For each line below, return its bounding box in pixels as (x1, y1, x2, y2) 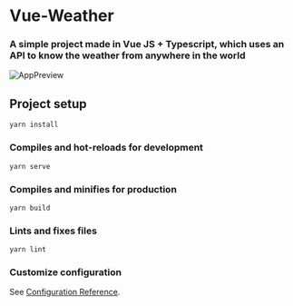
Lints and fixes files (9, 224, 98, 237)
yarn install (9, 120, 59, 130)
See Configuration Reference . (9, 287, 121, 298)
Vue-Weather (9, 5, 115, 26)
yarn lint (9, 245, 47, 254)
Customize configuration (9, 266, 122, 279)
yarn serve (9, 162, 51, 171)
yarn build (9, 203, 51, 212)
